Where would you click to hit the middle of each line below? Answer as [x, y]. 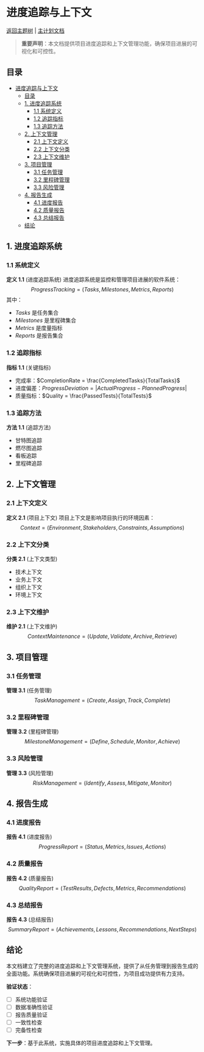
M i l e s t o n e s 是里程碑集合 [46, 320]
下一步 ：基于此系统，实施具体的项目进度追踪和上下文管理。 [81, 1043]
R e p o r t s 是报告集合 [39, 335]
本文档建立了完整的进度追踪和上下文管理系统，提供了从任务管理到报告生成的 [102, 966]
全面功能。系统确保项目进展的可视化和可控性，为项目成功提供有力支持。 [97, 973]
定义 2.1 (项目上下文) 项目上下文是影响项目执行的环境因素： [81, 517]
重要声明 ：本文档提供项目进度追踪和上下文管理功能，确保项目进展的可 [109, 43]
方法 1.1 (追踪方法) [29, 428]
